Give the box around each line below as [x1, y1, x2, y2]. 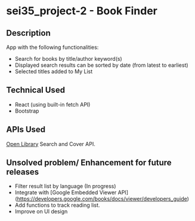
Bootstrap [14, 107, 39, 114]
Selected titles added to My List [14, 68, 93, 75]
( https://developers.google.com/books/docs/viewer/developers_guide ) [14, 195, 190, 203]
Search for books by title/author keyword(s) [14, 55, 122, 62]
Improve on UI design [14, 208, 68, 215]
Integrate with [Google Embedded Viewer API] [14, 189, 128, 196]
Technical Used [6, 85, 66, 95]
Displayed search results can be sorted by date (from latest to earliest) [14, 61, 189, 69]
